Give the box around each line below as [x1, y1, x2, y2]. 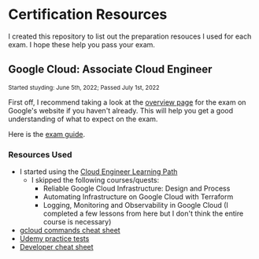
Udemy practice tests [19, 234, 90, 243]
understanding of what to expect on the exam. [8, 114, 158, 124]
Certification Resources [8, 6, 168, 24]
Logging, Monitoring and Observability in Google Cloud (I [43, 201, 228, 210]
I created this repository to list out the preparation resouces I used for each [8, 31, 252, 41]
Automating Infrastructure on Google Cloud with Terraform [43, 192, 234, 202]
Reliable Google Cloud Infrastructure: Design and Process [43, 183, 231, 194]
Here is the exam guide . [8, 129, 85, 139]
